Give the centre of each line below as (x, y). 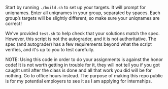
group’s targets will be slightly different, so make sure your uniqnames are (82, 18)
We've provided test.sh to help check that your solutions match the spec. (82, 33)
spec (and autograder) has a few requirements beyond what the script (79, 44)
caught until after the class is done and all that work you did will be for (79, 70)
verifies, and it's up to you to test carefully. (50, 50)
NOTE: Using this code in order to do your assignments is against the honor (84, 60)
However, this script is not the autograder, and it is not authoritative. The (81, 39)
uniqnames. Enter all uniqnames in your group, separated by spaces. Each (83, 13)
